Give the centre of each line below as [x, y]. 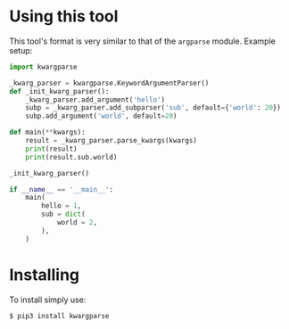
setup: [21, 50]
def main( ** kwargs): [48, 132]
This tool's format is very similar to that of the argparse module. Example [143, 41]
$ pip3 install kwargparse [59, 316]
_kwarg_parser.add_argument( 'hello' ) [95, 100]
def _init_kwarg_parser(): [59, 91]
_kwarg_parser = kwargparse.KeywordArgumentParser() [109, 83]
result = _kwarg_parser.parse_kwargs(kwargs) [111, 141]
